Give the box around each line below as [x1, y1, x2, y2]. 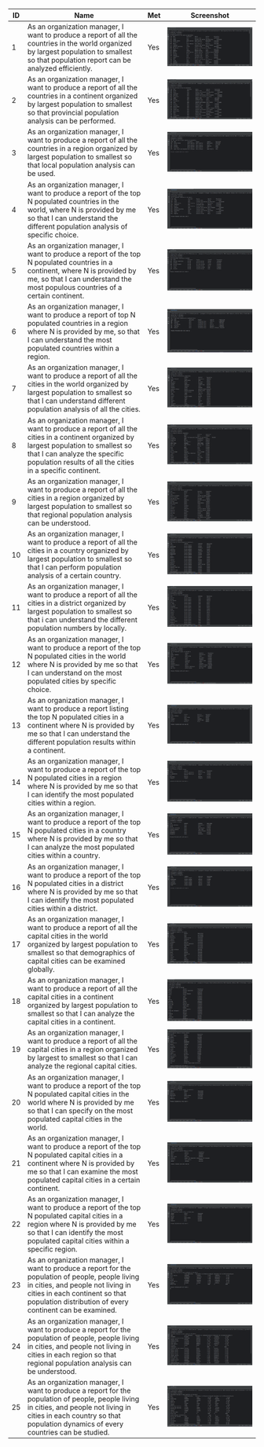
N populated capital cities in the [27, 1089, 130, 1098]
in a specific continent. [27, 465, 101, 475]
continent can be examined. [27, 1306, 118, 1315]
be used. [27, 169, 56, 178]
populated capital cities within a [27, 1236, 130, 1245]
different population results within [27, 737, 136, 746]
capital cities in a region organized [27, 1045, 138, 1054]
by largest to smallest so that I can [27, 1053, 138, 1063]
